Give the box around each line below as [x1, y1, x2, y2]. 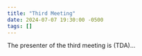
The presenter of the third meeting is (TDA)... [7, 42, 136, 50]
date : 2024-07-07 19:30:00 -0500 [7, 16, 104, 23]
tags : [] [7, 23, 33, 29]
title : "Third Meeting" [7, 10, 76, 17]
